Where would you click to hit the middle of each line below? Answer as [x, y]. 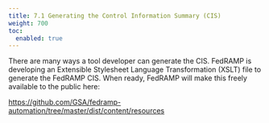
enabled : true [39, 38]
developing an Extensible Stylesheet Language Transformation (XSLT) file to [135, 70]
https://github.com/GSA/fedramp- [65, 102]
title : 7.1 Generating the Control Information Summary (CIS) [115, 16]
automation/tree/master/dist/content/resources [87, 111]
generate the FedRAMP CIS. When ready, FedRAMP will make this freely [128, 78]
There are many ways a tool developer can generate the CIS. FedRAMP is [130, 61]
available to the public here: [54, 87]
